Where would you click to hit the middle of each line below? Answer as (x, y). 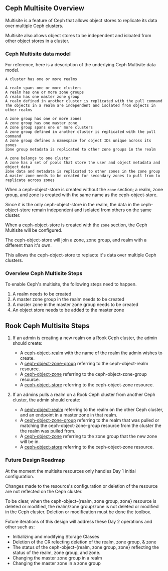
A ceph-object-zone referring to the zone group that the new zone (89, 437)
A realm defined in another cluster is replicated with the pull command (84, 101)
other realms (19, 110)
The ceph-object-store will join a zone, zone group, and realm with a (76, 240)
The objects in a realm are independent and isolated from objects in (80, 106)
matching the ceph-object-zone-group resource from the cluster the (91, 425)
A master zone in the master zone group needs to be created (75, 305)
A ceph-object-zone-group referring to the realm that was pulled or (90, 420)
